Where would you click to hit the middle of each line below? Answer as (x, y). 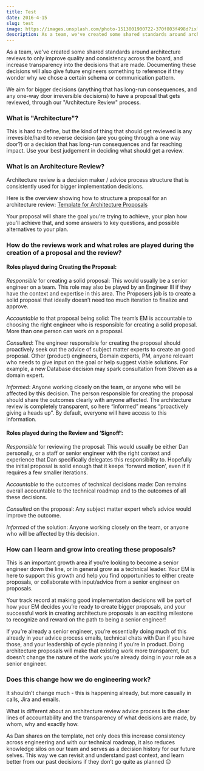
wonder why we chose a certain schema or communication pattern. (91, 78)
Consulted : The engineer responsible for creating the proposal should (93, 343)
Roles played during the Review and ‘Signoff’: (65, 433)
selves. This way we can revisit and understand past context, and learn (95, 755)
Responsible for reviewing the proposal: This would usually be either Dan (97, 447)
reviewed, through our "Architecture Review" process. (74, 102)
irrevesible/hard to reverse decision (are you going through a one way (93, 138)
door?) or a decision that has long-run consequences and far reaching (94, 144)
